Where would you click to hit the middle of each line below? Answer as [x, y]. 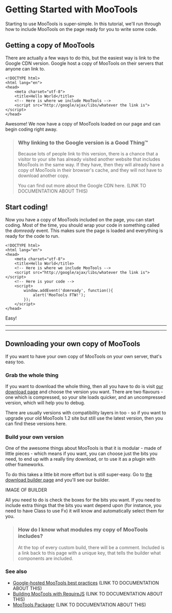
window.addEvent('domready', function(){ [69, 290]
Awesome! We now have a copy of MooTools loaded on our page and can [83, 124]
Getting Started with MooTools [72, 10]
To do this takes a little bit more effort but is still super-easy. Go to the [79, 475]
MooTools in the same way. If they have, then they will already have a [91, 165]
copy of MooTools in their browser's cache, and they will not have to [90, 170]
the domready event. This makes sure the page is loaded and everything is [84, 231]
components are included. [45, 558]
